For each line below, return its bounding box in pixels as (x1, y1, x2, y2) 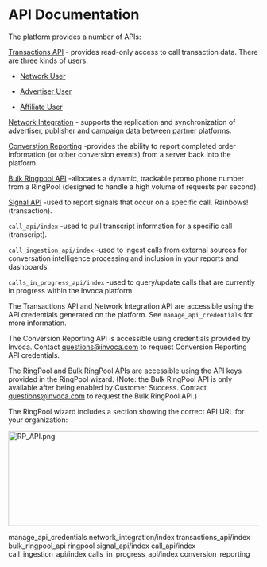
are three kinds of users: (8, 56, 89, 65)
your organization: (8, 415, 68, 425)
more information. (8, 318, 67, 328)
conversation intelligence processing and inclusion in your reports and (8, 253, 238, 263)
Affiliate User (19, 102, 64, 111)
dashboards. (8, 262, 50, 271)
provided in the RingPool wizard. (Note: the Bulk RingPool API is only (8, 374, 233, 383)
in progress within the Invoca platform (8, 285, 133, 295)
